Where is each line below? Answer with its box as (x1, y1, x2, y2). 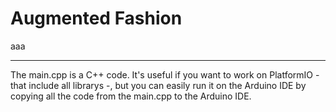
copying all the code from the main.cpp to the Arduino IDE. (10, 90, 252, 102)
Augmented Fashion (10, 7, 183, 30)
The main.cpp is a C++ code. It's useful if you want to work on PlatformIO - (10, 68, 320, 81)
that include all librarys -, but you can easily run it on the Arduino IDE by (10, 79, 307, 91)
